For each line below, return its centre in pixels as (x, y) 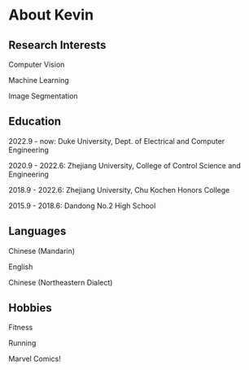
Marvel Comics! (35, 359)
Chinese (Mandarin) (42, 250)
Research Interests (57, 45)
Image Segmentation (44, 96)
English (21, 267)
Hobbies (31, 308)
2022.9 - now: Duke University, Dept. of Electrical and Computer (117, 141)
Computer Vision (37, 64)
